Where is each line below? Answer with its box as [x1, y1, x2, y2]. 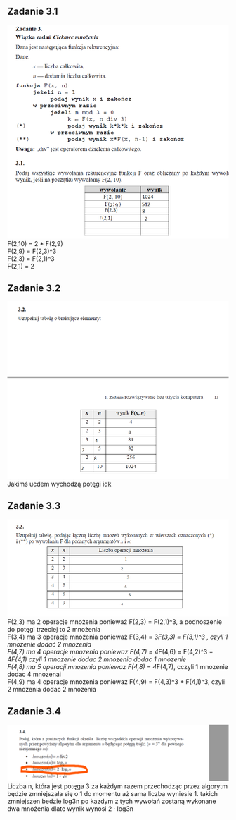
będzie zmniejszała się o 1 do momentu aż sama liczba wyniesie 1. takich [7, 789, 218, 797]
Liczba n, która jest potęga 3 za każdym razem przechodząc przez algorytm [7, 782, 228, 790]
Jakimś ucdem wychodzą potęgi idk [7, 479, 112, 489]
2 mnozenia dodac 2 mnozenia [7, 685, 97, 693]
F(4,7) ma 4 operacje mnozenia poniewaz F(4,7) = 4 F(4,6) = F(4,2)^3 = [7, 647, 214, 656]
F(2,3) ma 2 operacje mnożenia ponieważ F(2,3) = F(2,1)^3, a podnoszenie [7, 617, 223, 626]
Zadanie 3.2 [7, 282, 61, 294]
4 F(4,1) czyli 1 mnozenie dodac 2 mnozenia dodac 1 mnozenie [7, 655, 187, 663]
